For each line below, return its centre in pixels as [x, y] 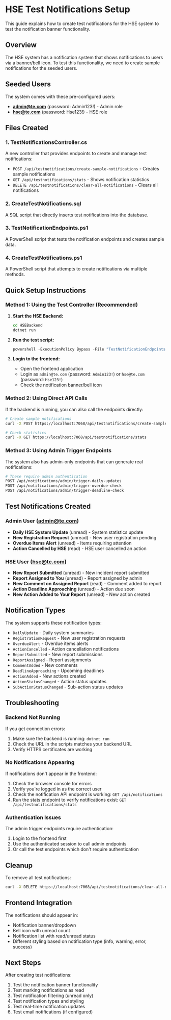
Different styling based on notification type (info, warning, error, [79, 941]
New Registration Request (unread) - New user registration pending [84, 537]
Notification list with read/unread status [54, 936]
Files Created [27, 128]
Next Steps [23, 963]
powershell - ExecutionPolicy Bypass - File [58, 349]
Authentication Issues [33, 817]
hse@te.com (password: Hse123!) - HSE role [60, 112]
